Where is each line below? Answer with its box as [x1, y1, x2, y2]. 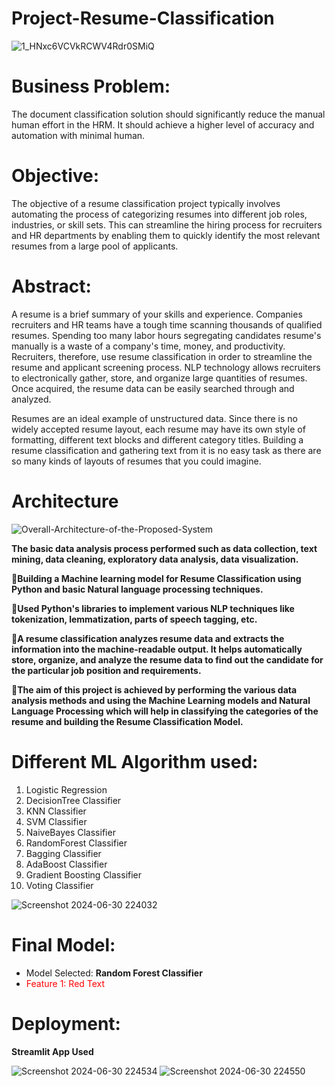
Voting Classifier [25, 879, 94, 891]
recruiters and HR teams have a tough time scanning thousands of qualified [11, 318, 323, 331]
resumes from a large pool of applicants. [11, 240, 179, 252]
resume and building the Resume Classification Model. [11, 715, 244, 727]
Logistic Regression [25, 783, 108, 796]
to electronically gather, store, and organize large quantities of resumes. [11, 372, 308, 384]
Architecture [11, 490, 119, 512]
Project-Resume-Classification [11, 7, 275, 30]
